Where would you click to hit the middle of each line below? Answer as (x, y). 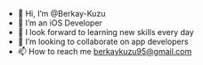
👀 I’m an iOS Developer (60, 23)
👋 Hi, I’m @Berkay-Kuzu (61, 14)
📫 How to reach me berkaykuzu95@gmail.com (105, 51)
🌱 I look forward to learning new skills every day (106, 32)
